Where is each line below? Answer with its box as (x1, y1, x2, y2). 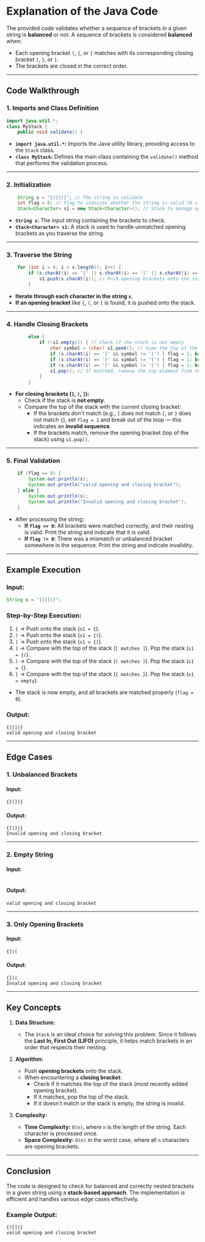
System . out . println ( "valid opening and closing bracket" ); (28, 482, 182, 488)
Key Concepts (6, 1002, 61, 1013)
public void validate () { (17, 129, 84, 135)
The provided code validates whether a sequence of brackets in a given (6, 24, 187, 32)
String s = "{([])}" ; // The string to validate (17, 194, 143, 201)
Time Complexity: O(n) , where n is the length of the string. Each (24, 1123, 186, 1130)
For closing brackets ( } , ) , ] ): (15, 390, 90, 398)
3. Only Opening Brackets (6, 920, 84, 928)
